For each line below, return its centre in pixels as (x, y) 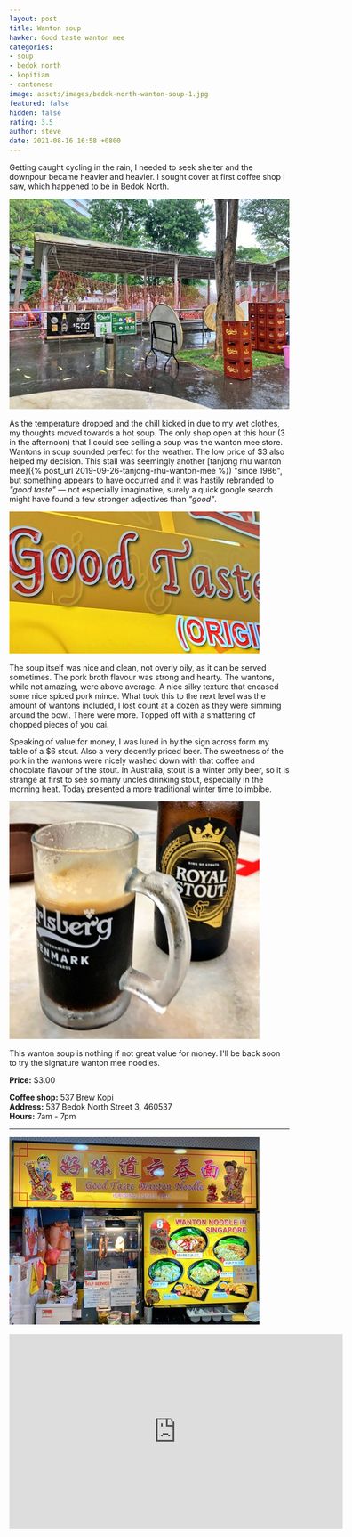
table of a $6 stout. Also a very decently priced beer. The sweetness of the (147, 751)
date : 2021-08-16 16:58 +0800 (65, 141)
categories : (31, 47)
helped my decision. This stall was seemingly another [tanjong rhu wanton (145, 461)
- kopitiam (29, 76)
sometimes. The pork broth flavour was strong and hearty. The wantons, (142, 677)
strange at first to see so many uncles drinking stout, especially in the (136, 780)
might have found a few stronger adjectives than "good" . (113, 499)
